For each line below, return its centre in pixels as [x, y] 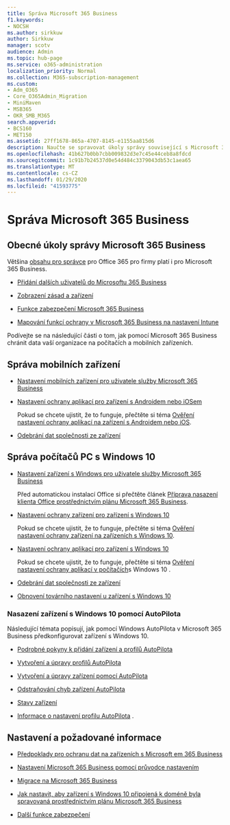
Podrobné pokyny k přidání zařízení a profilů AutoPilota [95, 649]
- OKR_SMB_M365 [29, 115]
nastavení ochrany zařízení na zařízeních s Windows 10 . [95, 535]
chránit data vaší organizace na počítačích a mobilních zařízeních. [100, 343]
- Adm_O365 [23, 90]
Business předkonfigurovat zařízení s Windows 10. [78, 636]
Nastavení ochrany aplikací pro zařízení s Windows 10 [93, 549]
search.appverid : [32, 122]
